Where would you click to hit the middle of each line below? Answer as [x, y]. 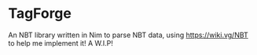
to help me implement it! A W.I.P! [61, 43]
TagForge [40, 14]
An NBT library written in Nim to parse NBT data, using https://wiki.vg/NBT [128, 35]
